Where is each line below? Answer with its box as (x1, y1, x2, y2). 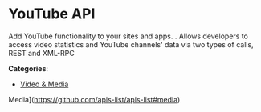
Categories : (8, 63, 49, 73)
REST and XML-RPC (8, 48, 75, 58)
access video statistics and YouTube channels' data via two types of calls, (8, 39, 255, 49)
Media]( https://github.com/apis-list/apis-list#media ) (8, 94, 181, 104)
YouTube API (8, 5, 96, 23)
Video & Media (19, 79, 69, 89)
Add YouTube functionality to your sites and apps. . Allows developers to (8, 31, 249, 41)
